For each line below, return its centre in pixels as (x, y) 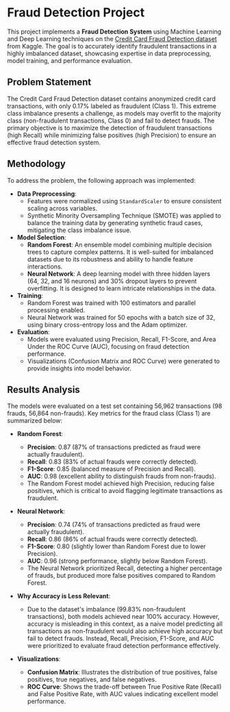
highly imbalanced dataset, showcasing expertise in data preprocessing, (109, 53)
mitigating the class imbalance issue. (79, 230)
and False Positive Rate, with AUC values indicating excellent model (123, 694)
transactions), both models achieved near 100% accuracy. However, (124, 617)
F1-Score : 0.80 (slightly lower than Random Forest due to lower (117, 546)
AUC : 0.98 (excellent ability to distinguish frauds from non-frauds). (122, 476)
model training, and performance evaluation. (70, 60)
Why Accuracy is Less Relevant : (64, 596)
